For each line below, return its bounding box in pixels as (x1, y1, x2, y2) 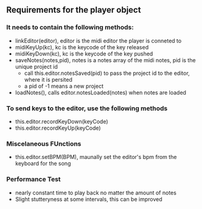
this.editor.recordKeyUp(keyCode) (15, 124, 102, 132)
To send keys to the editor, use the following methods (6, 104, 168, 112)
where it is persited (24, 76, 73, 83)
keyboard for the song (15, 160, 71, 167)
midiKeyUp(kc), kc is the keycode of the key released (15, 43, 149, 51)
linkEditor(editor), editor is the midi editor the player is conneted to (15, 37, 182, 44)
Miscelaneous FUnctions (6, 140, 82, 148)
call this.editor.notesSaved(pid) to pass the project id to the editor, (24, 69, 190, 77)
